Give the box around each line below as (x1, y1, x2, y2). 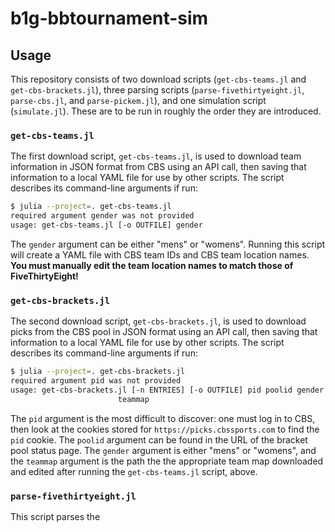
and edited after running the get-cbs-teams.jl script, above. (10, 465, 258, 477)
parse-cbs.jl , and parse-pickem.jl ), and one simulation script (10, 95, 267, 106)
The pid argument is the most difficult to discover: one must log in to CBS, (10, 412, 316, 424)
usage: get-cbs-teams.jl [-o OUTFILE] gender (10, 220, 203, 231)
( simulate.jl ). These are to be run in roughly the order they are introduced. (10, 105, 322, 117)
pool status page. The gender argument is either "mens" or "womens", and (10, 444, 317, 456)
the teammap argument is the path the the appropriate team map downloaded (10, 455, 324, 467)
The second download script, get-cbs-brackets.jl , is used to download (10, 315, 307, 327)
